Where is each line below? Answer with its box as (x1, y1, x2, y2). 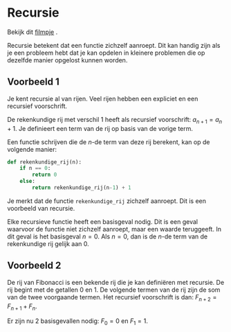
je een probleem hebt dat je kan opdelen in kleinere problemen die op (7, 49, 205, 57)
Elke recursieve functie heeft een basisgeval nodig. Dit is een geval (7, 217, 198, 226)
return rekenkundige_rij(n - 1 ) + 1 (32, 184, 131, 191)
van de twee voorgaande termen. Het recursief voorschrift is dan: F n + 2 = (7, 292, 217, 303)
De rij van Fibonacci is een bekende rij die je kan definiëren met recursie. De (7, 278, 225, 286)
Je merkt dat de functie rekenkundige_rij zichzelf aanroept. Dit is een (7, 196, 206, 205)
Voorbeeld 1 (7, 76, 60, 88)
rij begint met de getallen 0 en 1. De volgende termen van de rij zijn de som (7, 286, 221, 294)
